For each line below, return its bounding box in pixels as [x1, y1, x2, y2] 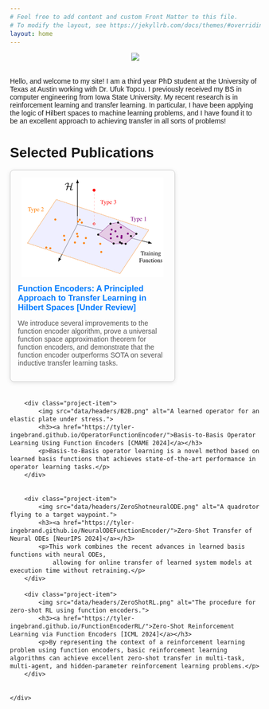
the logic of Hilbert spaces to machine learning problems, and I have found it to [10, 108, 252, 118]
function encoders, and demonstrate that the [18, 343, 154, 352]
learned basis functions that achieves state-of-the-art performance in [10, 455, 256, 464]
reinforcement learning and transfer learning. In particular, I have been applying [10, 100, 254, 110]
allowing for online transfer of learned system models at [52, 558, 252, 567]
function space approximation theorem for [18, 335, 146, 344]
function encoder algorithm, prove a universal [18, 327, 158, 336]
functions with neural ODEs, [10, 550, 107, 559]
